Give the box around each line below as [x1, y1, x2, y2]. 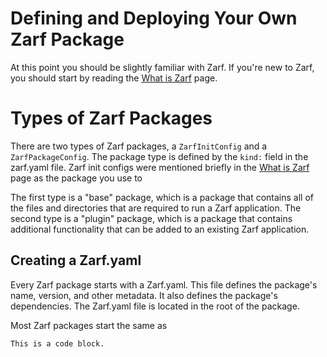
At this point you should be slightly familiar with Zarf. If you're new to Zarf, [10, 61, 315, 73]
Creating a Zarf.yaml [10, 252, 142, 269]
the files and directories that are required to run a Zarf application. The [10, 202, 302, 214]
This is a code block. [10, 338, 105, 349]
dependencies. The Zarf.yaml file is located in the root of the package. [10, 300, 300, 312]
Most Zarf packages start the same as [10, 319, 168, 331]
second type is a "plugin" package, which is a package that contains [10, 212, 293, 224]
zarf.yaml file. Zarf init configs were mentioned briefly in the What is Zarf [10, 161, 310, 173]
